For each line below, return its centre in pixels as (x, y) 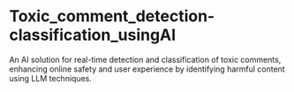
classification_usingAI (93, 35)
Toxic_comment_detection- (112, 16)
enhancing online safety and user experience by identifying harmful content (147, 69)
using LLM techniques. (51, 78)
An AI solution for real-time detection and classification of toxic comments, (145, 59)
